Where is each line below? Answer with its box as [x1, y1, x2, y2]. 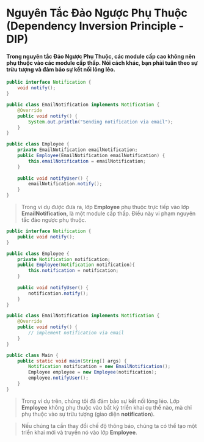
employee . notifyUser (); [28, 375, 89, 381]
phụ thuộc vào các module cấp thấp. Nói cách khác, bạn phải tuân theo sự [6, 59, 199, 67]
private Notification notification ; [17, 256, 111, 262]
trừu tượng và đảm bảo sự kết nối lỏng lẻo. [6, 65, 115, 73]
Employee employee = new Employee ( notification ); [28, 369, 157, 375]
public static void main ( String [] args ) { [17, 358, 127, 364]
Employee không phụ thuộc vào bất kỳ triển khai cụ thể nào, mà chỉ [21, 403, 192, 411]
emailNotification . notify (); [28, 181, 103, 187]
